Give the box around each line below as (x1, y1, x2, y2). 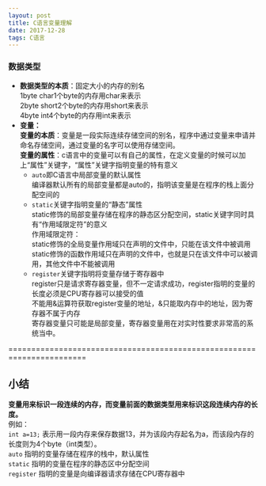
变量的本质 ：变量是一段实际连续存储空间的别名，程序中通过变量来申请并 (19, 130, 256, 139)
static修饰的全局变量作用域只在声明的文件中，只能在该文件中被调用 (31, 239, 251, 249)
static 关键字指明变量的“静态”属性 (31, 199, 142, 209)
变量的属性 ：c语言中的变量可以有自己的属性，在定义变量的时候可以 (19, 150, 239, 159)
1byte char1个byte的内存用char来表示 (19, 90, 141, 100)
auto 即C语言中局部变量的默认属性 (31, 169, 142, 179)
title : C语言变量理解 (8, 19, 73, 27)
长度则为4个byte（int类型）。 (8, 439, 101, 449)
